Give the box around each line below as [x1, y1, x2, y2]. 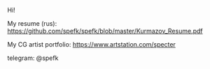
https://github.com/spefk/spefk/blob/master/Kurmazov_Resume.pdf [7, 27, 203, 35]
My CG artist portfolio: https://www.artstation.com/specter [7, 40, 176, 48]
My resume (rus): [7, 20, 57, 27]
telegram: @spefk [7, 54, 59, 62]
